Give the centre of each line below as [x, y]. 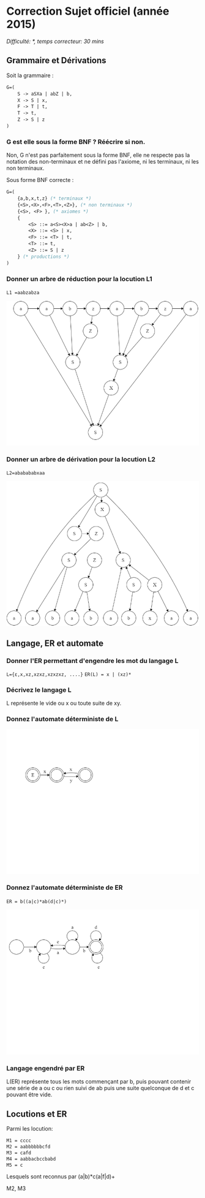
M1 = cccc [19, 1140]
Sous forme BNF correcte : [40, 180]
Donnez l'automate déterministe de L [62, 719]
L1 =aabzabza [23, 292]
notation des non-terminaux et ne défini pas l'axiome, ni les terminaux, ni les [102, 162]
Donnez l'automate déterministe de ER [65, 888]
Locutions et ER [37, 1114]
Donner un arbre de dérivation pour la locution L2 [81, 459]
